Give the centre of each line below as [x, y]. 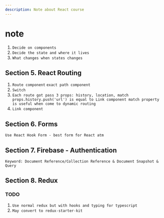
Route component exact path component [51, 85]
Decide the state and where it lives [51, 53]
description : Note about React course [45, 10]
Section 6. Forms [31, 124]
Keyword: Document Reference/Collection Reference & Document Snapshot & [82, 161]
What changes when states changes [47, 58]
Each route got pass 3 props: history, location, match [70, 96]
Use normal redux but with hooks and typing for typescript [75, 205]
